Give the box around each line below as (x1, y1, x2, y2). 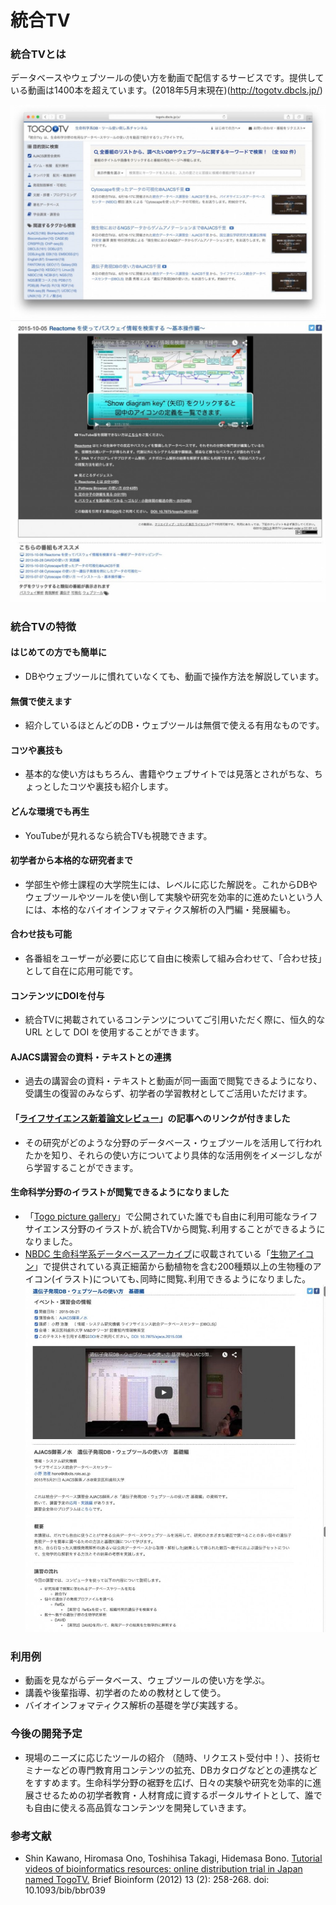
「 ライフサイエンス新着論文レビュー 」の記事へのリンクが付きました (10, 1112, 291, 1125)
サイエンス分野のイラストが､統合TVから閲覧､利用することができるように (24, 1222, 326, 1235)
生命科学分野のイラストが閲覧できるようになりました (10, 1186, 230, 1198)
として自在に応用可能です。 (24, 965, 138, 977)
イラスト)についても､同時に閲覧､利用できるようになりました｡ (54, 1272, 307, 1285)
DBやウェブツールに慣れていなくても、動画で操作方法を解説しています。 (24, 671, 325, 683)
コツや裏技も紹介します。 (68, 781, 174, 793)
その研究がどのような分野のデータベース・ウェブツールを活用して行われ (24, 1136, 322, 1148)
